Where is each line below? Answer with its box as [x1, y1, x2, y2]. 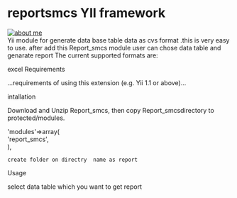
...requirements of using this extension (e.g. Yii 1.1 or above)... [7, 78, 187, 87]
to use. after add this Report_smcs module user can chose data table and [7, 43, 221, 52]
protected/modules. [7, 114, 65, 122]
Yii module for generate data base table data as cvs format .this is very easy [7, 35, 230, 44]
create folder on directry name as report [7, 156, 138, 163]
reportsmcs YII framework [7, 5, 166, 21]
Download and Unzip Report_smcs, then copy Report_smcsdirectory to [7, 106, 214, 114]
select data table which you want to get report [7, 182, 143, 191]
